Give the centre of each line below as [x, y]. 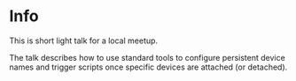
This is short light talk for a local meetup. [83, 40]
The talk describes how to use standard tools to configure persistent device [147, 57]
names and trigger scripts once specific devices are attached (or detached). [148, 67]
